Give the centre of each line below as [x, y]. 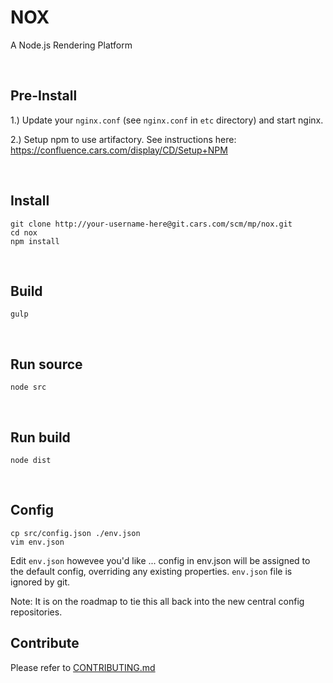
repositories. [36, 612]
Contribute [45, 643]
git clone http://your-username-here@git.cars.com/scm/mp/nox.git [151, 224]
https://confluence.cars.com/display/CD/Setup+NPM [119, 150]
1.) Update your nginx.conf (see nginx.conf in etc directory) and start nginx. [167, 120]
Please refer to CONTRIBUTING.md [83, 667]
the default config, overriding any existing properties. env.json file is [151, 571]
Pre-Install [44, 96]
